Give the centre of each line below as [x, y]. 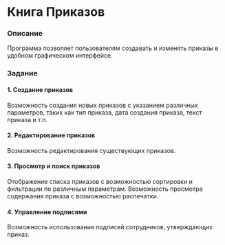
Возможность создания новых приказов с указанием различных [103, 105]
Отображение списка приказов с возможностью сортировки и [100, 182]
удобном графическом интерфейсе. [60, 56]
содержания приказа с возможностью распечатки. [83, 196]
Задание [22, 73]
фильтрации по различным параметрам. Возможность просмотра [105, 189]
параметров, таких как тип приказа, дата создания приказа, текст [105, 112]
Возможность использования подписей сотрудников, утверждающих [110, 227]
